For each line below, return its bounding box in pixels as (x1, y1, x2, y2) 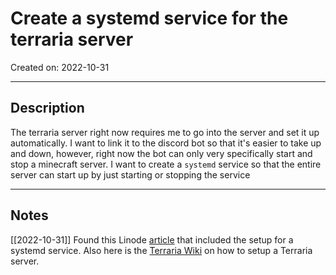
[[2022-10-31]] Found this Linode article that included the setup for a (10, 233, 294, 246)
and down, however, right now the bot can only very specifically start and (10, 147, 313, 159)
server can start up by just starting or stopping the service (10, 168, 251, 181)
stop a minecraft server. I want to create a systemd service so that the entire (10, 158, 322, 170)
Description (10, 100, 85, 117)
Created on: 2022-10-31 (10, 61, 110, 73)
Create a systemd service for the (10, 7, 289, 30)
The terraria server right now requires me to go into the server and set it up (10, 126, 320, 138)
